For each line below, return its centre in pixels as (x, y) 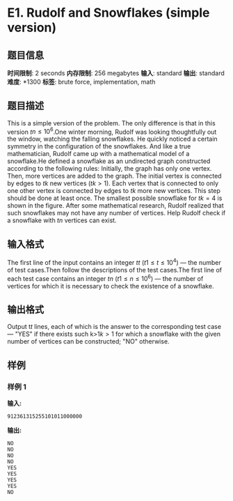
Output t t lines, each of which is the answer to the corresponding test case (114, 327)
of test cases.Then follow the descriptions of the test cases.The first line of (115, 270)
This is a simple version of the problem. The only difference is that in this (111, 123)
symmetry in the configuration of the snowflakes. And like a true (99, 146)
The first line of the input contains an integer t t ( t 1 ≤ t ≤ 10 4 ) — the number (114, 262)
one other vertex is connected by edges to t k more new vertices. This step (114, 191)
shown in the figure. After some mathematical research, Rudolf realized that (115, 206)
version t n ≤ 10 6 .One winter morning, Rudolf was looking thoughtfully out (112, 131)
